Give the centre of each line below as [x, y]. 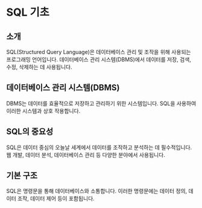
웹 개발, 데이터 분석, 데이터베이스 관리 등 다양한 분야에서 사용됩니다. [86, 154]
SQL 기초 [28, 12]
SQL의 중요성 [30, 132]
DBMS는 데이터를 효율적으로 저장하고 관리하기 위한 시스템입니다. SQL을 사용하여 [101, 103]
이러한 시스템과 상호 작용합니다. [43, 111]
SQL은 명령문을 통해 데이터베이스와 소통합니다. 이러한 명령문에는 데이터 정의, [97, 191]
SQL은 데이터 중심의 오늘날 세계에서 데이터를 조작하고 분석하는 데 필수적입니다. [99, 147]
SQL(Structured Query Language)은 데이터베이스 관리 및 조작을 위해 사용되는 [99, 52]
